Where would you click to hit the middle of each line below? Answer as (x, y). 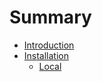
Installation (46, 55)
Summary (50, 17)
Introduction (49, 45)
